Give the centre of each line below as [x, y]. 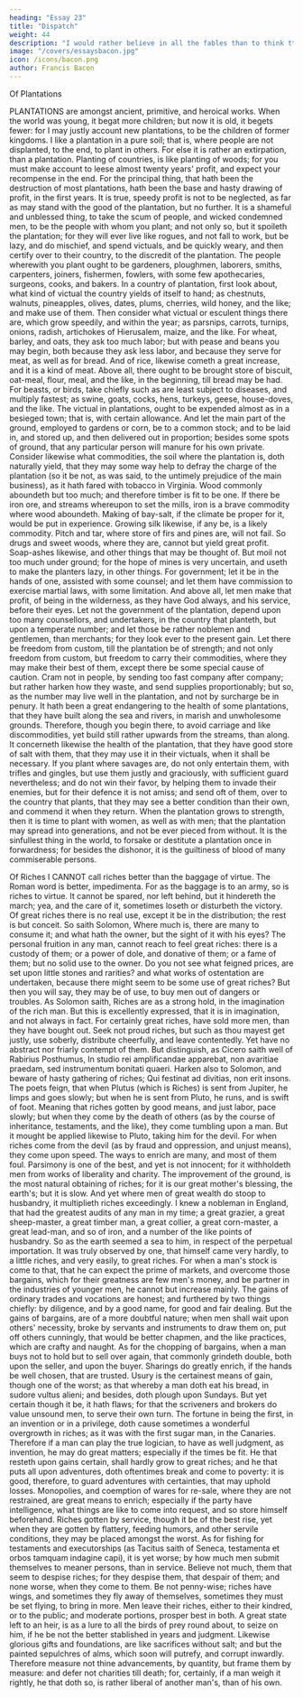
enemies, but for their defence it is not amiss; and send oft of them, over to [148, 792]
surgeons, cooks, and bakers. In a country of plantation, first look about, [143, 283]
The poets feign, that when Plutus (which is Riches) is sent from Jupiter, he [149, 1088]
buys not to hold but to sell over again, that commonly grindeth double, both [151, 1356]
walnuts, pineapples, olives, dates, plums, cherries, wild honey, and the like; [150, 302]
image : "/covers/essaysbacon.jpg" [74, 51]
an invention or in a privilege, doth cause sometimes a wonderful [130, 1423]
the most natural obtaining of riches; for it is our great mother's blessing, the [151, 1183]
